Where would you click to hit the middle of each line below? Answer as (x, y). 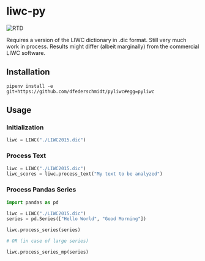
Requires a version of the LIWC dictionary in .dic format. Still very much (96, 40)
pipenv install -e (30, 86)
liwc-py (26, 11)
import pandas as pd (33, 202)
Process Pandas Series (41, 190)
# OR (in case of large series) (47, 241)
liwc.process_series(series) (43, 230)
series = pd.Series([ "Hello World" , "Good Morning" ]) (76, 219)
